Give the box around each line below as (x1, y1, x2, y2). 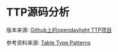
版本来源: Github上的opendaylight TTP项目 (6, 26, 113, 33)
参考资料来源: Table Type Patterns (6, 39, 91, 46)
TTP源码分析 (6, 5, 70, 19)
